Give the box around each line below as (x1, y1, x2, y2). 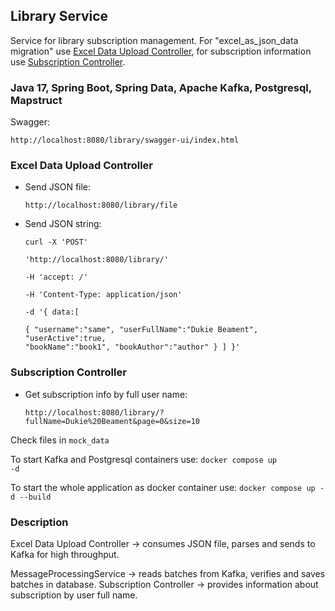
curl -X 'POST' (24, 237, 89, 248)
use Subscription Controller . (10, 55, 126, 68)
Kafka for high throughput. (10, 549, 120, 560)
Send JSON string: (24, 218, 102, 230)
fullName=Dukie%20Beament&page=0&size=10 (24, 416, 200, 426)
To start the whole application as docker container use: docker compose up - (10, 481, 325, 493)
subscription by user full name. (10, 589, 138, 601)
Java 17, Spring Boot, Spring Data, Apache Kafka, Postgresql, (10, 80, 312, 94)
